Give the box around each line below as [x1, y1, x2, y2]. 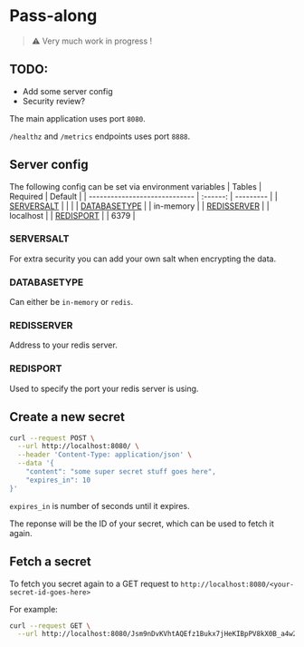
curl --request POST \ [9, 433, 95, 443]
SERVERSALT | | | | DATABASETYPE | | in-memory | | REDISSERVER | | [9, 201, 270, 211]
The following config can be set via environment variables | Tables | [9, 181, 262, 191]
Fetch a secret [9, 554, 92, 570]
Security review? [22, 95, 86, 106]
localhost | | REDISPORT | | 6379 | [9, 210, 136, 221]
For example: [9, 603, 59, 614]
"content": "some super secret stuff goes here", [25, 467, 217, 476]
